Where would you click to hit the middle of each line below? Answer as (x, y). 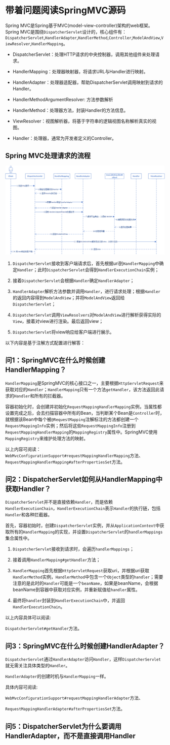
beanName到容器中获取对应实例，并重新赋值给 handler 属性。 (76, 589)
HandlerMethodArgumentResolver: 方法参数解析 (63, 99)
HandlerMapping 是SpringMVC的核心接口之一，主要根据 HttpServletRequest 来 (84, 383)
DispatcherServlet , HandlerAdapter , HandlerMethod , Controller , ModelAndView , (83, 37)
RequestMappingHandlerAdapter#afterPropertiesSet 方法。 (65, 709)
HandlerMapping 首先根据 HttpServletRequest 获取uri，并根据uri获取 (81, 571)
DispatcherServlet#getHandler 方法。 (44, 629)
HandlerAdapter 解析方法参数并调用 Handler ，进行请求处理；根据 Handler (87, 291)
